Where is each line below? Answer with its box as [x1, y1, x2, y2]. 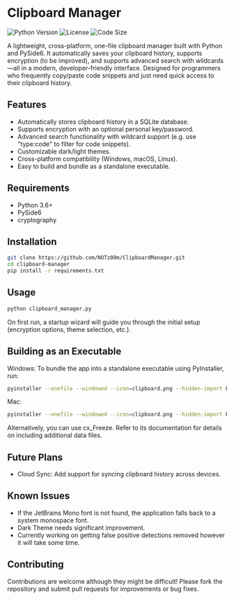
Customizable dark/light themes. [17, 147, 111, 155]
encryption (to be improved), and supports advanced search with [7, 56, 195, 64]
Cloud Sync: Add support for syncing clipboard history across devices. [17, 470, 221, 478]
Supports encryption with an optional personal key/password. [17, 124, 194, 133]
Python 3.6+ [17, 200, 54, 209]
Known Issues [7, 490, 70, 502]
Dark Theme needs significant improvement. [17, 523, 146, 532]
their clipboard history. [7, 78, 72, 87]
